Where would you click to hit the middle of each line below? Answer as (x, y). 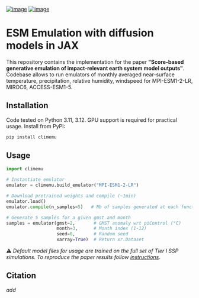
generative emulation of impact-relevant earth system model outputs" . (95, 68)
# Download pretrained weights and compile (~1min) (71, 196)
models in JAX (42, 46)
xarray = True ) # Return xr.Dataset (100, 239)
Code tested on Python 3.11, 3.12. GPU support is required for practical (92, 120)
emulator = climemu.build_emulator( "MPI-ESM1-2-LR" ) (73, 185)
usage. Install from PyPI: (36, 126)
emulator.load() (26, 201)
